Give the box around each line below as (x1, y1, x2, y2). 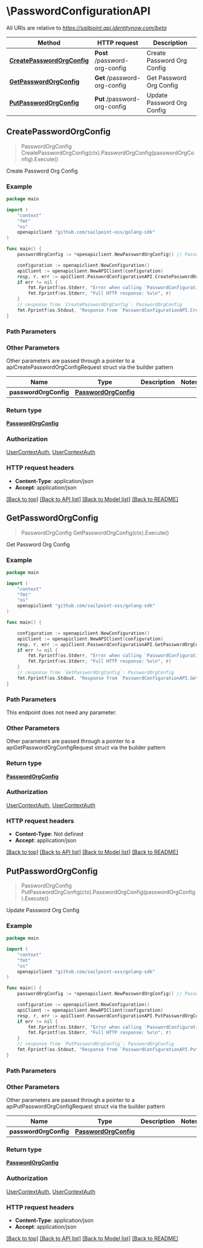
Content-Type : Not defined (14, 830, 83, 837)
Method (37, 38, 61, 46)
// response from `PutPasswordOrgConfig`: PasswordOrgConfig (17, 1041, 174, 1047)
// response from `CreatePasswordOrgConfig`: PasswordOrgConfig (17, 302, 182, 308)
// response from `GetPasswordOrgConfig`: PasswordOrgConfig (17, 670, 174, 676)
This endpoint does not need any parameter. (6, 708, 117, 716)
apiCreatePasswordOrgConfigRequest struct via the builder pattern (6, 363, 174, 371)
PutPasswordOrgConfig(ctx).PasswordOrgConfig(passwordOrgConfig (21, 888, 196, 895)
